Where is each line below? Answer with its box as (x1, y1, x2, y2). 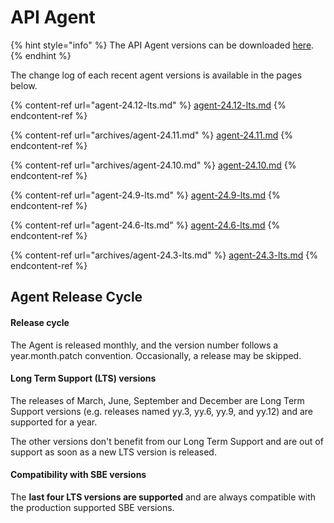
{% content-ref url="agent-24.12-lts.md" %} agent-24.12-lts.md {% (10, 99, 287, 111)
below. (10, 79, 38, 91)
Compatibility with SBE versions (10, 469, 147, 481)
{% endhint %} (10, 49, 72, 61)
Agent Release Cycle (10, 289, 143, 306)
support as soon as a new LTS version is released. (10, 446, 217, 458)
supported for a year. (10, 416, 98, 428)
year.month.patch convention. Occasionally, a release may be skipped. (10, 349, 302, 361)
